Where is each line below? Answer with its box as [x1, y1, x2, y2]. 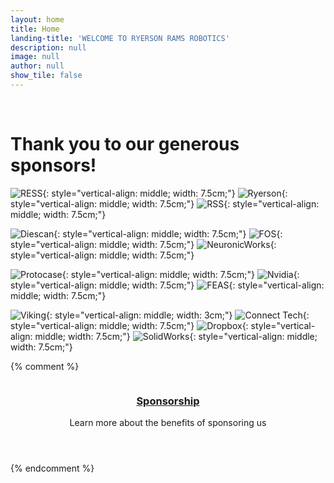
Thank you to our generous [10, 133, 240, 156]
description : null [10, 42, 87, 53]
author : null [10, 61, 65, 71]
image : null [10, 52, 60, 62]
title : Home [10, 24, 60, 34]
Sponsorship [136, 394, 200, 408]
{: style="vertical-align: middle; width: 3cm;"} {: [45, 309, 310, 321]
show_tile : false [10, 71, 83, 81]
